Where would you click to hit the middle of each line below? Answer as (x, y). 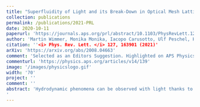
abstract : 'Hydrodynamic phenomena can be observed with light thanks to (100, 89)
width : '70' (21, 73)
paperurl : (18, 34)
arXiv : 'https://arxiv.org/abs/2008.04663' (61, 51)
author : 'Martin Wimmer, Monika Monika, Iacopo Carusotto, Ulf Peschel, (98, 39)
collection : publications (38, 17)
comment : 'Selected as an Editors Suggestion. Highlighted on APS (90, 56)
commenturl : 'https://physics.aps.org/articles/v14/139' (78, 61)
